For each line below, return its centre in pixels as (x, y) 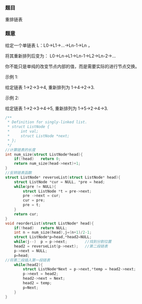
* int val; (23, 131)
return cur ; (26, 214)
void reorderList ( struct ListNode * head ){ (49, 223)
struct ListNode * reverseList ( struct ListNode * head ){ (63, 177)
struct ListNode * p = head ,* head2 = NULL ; (53, 237)
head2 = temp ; (37, 283)
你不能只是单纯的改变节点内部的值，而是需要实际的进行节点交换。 (72, 66)
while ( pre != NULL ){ (35, 186)
